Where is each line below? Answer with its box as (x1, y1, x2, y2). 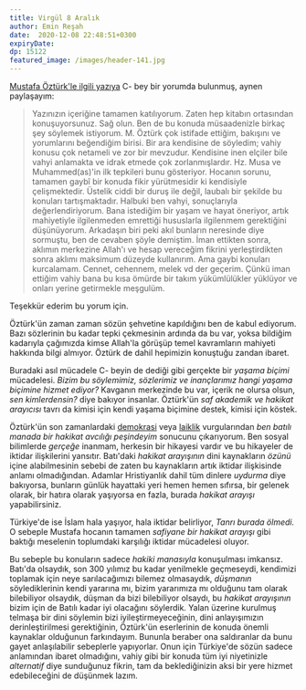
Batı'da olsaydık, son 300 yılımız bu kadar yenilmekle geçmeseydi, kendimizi (9, 563, 297, 574)
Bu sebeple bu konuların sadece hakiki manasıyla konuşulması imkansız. (9, 554, 283, 564)
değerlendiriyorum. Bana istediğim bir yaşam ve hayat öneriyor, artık (31, 205, 290, 215)
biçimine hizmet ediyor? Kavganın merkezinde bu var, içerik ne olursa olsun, (9, 384, 295, 395)
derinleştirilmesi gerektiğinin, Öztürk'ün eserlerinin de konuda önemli (9, 622, 269, 632)
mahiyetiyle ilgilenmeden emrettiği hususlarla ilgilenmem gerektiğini (31, 215, 287, 225)
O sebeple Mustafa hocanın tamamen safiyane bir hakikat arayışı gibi (9, 527, 271, 537)
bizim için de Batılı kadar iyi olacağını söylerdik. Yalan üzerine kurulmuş (9, 602, 277, 612)
